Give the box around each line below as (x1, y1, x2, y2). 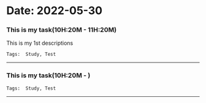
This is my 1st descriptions (6, 39, 74, 47)
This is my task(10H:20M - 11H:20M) (6, 26, 117, 34)
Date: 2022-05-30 (6, 4, 103, 18)
